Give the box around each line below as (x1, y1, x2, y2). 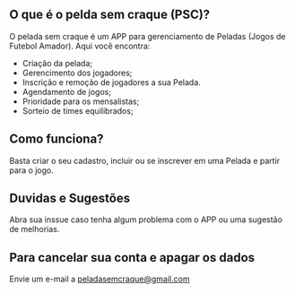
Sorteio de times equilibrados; (22, 105, 134, 116)
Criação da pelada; (22, 57, 93, 68)
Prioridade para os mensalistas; (22, 96, 140, 107)
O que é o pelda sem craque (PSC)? (9, 7, 211, 22)
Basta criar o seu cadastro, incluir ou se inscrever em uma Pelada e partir (9, 155, 281, 166)
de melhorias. (9, 224, 60, 235)
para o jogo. (9, 165, 54, 176)
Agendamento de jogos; (22, 86, 112, 97)
